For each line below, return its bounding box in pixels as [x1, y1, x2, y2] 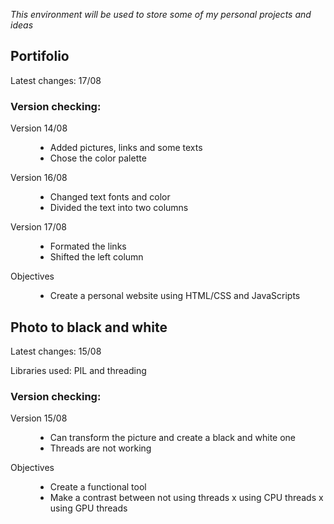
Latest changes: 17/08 [10, 74, 102, 86]
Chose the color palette [49, 152, 147, 164]
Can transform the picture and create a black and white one [49, 432, 297, 444]
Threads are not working [49, 442, 152, 454]
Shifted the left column [49, 251, 144, 263]
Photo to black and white [10, 319, 168, 336]
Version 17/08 [10, 221, 67, 233]
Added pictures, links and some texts [49, 142, 203, 154]
